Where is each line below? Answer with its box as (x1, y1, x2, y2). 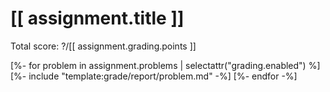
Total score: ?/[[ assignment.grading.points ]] (10, 40, 197, 52)
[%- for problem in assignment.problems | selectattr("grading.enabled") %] (10, 59, 321, 71)
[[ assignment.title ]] (10, 7, 185, 30)
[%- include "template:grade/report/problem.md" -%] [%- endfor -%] (10, 70, 298, 82)
